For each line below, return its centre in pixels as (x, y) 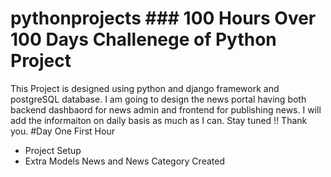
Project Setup (53, 150)
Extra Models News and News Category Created (124, 161)
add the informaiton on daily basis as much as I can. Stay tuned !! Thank (159, 120)
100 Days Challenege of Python (143, 39)
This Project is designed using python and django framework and (145, 88)
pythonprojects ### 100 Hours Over (163, 18)
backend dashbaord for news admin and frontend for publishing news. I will (166, 109)
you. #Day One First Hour (62, 131)
